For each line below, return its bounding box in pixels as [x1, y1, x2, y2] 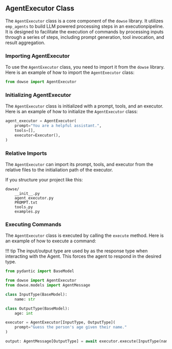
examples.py [14, 209, 40, 214]
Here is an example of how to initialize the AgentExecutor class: [5, 109, 138, 115]
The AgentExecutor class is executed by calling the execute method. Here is [5, 233, 164, 239]
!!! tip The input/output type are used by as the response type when [5, 248, 148, 254]
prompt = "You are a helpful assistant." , [14, 123, 102, 129]
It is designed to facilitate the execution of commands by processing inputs [5, 28, 164, 35]
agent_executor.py [14, 195, 54, 200]
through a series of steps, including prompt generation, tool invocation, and [5, 34, 165, 40]
